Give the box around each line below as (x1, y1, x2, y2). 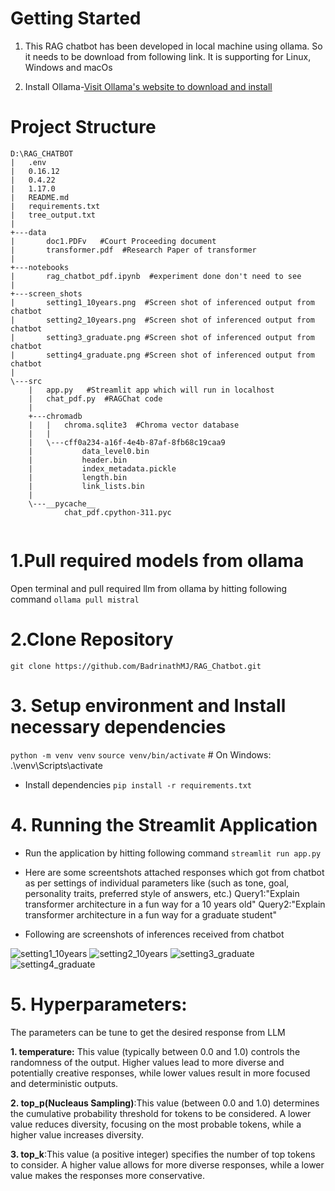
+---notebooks (10, 262, 70, 272)
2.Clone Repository (10, 628, 174, 651)
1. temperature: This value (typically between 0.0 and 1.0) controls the (10, 1045, 301, 1057)
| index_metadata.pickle (28, 463, 177, 474)
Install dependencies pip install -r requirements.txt (24, 778, 252, 791)
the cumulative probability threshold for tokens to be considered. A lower (10, 1107, 312, 1119)
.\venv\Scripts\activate (10, 759, 103, 771)
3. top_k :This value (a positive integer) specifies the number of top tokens (10, 1148, 316, 1160)
